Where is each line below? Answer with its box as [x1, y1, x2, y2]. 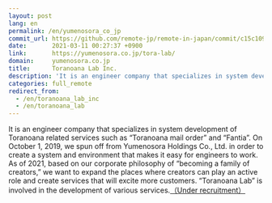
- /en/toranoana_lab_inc [15, 95, 100, 103]
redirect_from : [8, 87, 60, 95]
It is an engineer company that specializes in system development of [8, 125, 237, 134]
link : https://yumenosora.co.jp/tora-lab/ [8, 49, 176, 57]
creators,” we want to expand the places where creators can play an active [8, 167, 258, 177]
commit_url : [8, 34, 49, 43]
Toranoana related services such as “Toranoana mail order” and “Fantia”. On [8, 133, 263, 142]
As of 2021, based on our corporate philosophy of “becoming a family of [8, 159, 250, 168]
